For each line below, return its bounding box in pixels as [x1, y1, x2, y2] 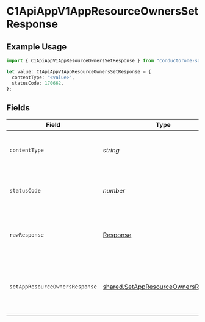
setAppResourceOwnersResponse [9, 284, 98, 290]
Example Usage [6, 41, 67, 52]
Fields [6, 102, 31, 113]
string [103, 146, 120, 155]
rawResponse [9, 232, 45, 238]
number [103, 187, 126, 195]
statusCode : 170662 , [12, 80, 64, 86]
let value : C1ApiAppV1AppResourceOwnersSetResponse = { [6, 68, 151, 74]
